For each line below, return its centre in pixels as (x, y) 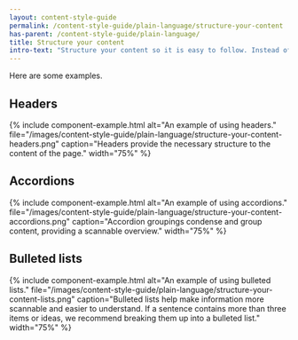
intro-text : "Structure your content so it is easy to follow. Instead (144, 51)
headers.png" (34, 144)
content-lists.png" (42, 299)
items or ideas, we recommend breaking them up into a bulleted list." (134, 318)
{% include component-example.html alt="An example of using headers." (143, 124)
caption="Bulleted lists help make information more (170, 299)
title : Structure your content (67, 42)
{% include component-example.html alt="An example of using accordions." (149, 202)
